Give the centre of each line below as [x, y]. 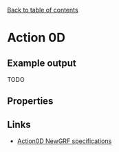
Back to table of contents [43, 10]
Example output [42, 63]
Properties [30, 101]
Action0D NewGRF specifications [64, 141]
